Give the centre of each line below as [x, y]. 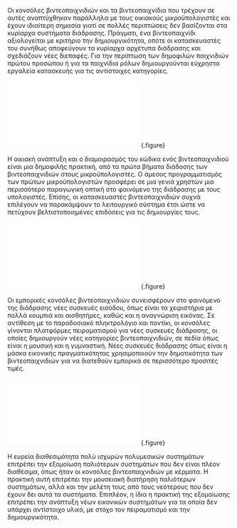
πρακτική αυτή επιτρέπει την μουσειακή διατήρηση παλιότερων [101, 479]
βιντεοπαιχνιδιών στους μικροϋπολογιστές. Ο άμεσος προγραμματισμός [115, 174]
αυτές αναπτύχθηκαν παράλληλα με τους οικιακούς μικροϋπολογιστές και [119, 18]
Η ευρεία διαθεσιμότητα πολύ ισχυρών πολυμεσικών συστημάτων [106, 456]
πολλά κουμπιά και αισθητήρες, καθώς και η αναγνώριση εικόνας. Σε [111, 315]
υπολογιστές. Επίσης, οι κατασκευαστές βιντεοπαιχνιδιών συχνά [104, 197]
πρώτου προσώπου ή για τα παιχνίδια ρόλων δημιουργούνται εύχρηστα [114, 63]
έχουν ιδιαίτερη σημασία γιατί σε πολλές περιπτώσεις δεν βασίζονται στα [117, 25]
